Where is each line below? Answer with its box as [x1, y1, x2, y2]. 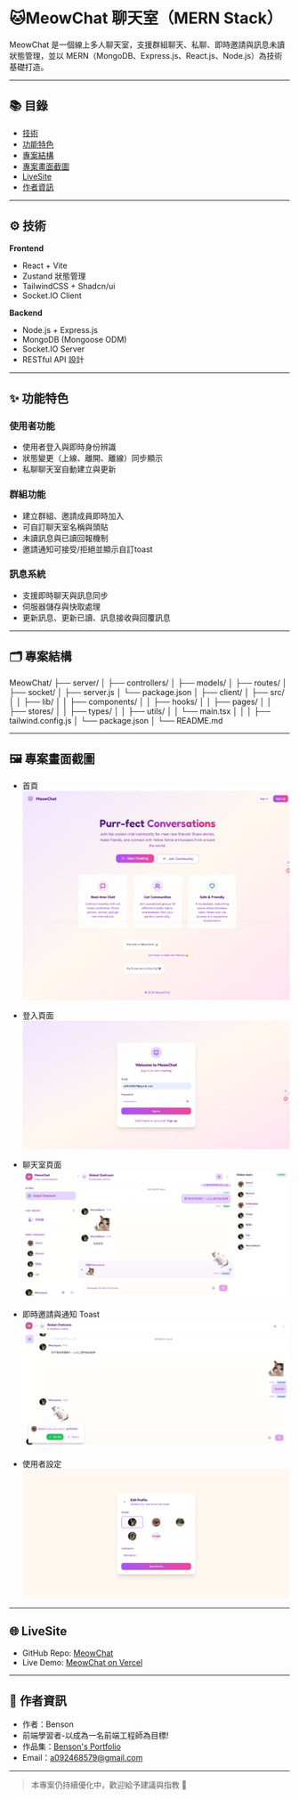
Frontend [9, 242, 44, 254]
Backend [9, 307, 43, 318]
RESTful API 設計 [21, 353, 85, 365]
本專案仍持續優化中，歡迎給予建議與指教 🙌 [30, 1779, 187, 1790]
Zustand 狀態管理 [21, 271, 86, 281]
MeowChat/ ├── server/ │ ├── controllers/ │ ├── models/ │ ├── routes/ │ [9, 677, 287, 688]
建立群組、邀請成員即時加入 [21, 510, 125, 521]
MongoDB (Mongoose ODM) [21, 334, 127, 344]
